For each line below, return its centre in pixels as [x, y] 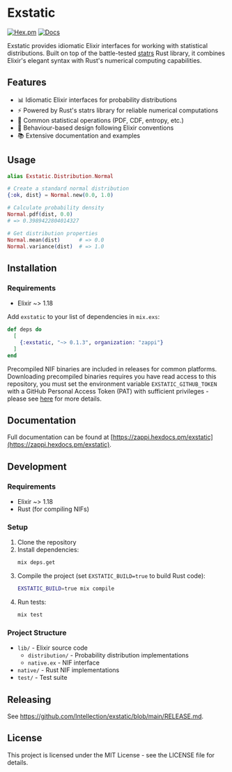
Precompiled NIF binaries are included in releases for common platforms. [112, 369]
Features [27, 83]
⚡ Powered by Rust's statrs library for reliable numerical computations [118, 110]
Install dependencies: [48, 550]
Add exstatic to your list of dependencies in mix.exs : [84, 317]
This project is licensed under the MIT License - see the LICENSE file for [111, 755]
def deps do [24, 329]
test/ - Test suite [42, 678]
